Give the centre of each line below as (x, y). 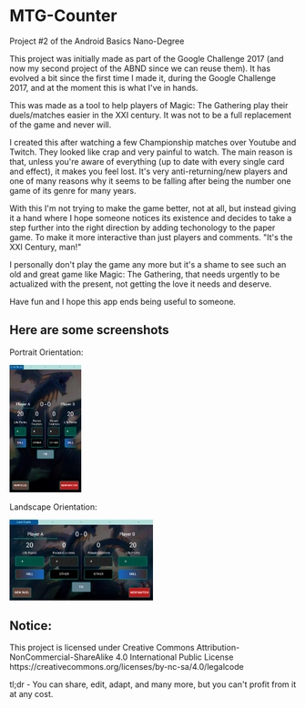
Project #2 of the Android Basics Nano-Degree (97, 41)
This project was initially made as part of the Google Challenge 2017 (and (147, 58)
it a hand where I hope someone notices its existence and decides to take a (151, 217)
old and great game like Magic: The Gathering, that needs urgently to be (145, 274)
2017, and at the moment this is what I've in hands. (104, 87)
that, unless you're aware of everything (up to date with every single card (147, 161)
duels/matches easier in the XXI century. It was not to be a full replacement (151, 115)
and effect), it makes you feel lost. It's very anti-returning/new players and (149, 171)
